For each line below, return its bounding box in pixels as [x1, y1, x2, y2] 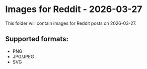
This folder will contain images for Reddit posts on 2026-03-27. [5, 20, 137, 26]
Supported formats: [5, 35, 69, 43]
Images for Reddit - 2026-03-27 [5, 4, 142, 15]
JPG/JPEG [12, 53, 34, 59]
